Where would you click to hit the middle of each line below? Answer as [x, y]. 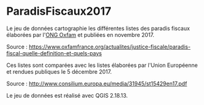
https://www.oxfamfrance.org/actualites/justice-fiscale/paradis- [110, 47]
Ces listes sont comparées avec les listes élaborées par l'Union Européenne [102, 65]
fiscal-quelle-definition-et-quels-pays [54, 53]
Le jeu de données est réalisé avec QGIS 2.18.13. [67, 95]
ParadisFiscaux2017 [59, 11]
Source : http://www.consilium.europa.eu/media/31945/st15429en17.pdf [97, 84]
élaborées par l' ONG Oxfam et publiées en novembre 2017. [81, 34]
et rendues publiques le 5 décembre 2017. [59, 71]
